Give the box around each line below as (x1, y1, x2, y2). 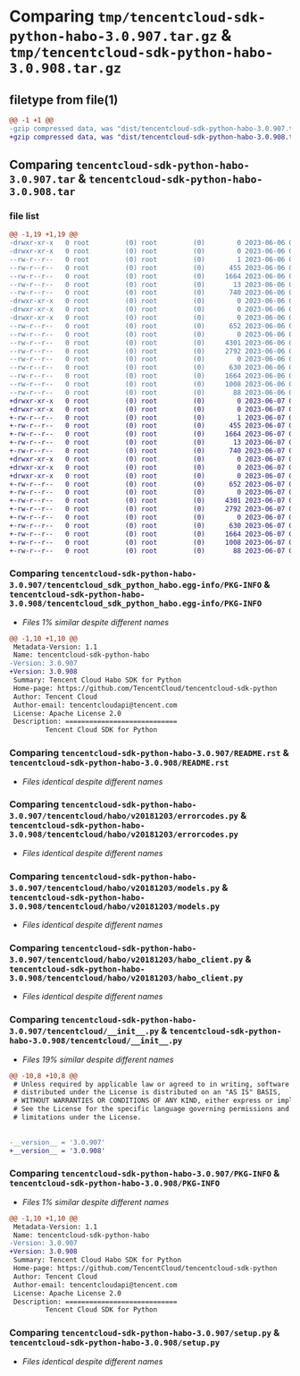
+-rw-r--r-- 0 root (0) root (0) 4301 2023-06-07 (9, 497, 286, 505)
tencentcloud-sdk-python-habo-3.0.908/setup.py (9, 1338, 221, 1348)
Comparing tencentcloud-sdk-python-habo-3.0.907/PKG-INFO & (9, 1168, 280, 1180)
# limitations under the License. (12, 1113, 142, 1122)
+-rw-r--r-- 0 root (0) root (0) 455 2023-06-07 (9, 421, 286, 430)
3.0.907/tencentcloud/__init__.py (9, 1026, 159, 1037)
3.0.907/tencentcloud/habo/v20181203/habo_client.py (9, 955, 244, 965)
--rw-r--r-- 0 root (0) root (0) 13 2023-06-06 (9, 280, 286, 289)
